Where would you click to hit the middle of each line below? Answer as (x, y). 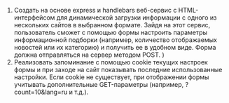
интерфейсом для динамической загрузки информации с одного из (115, 18)
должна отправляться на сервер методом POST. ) (89, 55)
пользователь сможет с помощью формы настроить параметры (111, 32)
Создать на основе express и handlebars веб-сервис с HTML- (106, 10)
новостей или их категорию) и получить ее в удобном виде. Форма (115, 47)
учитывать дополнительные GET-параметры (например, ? (101, 84)
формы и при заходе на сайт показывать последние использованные (118, 70)
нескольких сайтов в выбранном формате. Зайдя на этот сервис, (112, 25)
